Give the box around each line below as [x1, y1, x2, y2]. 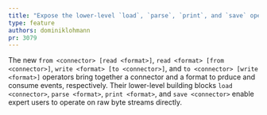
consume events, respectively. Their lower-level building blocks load [8, 81, 233, 90]
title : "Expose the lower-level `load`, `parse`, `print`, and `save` [8, 11, 247, 20]
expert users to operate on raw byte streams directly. [8, 98, 183, 107]
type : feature [8, 19, 56, 27]
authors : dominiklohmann [8, 26, 91, 34]
